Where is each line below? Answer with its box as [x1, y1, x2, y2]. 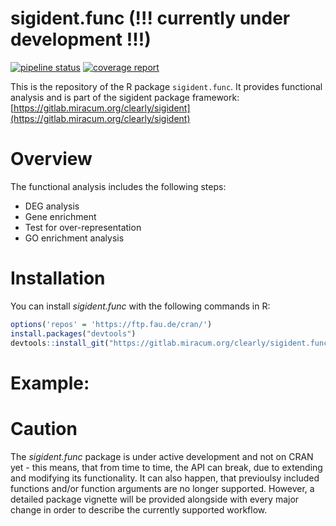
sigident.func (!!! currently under [10, 7, 291, 30]
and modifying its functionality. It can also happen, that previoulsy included [10, 472, 320, 484]
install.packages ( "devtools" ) [10, 328, 137, 339]
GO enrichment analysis [24, 232, 125, 244]
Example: [10, 372, 90, 394]
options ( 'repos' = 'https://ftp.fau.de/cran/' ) [10, 319, 213, 329]
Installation [10, 267, 106, 290]
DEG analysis [24, 200, 80, 212]
